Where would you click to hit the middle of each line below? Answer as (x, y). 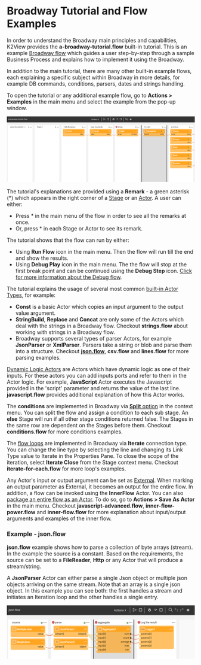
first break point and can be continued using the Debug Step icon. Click (104, 271)
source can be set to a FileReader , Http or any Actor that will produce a (95, 560)
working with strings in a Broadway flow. (65, 332)
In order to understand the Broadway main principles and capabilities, (92, 40)
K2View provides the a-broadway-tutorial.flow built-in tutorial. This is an (97, 47)
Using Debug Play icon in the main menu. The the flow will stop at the (101, 265)
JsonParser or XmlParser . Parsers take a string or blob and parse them (104, 345)
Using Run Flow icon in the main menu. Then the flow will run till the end (104, 252)
